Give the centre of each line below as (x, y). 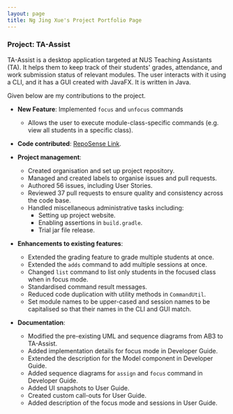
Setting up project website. (77, 215)
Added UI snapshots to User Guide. (78, 387)
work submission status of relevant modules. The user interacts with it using (117, 75)
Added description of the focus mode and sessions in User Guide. (122, 403)
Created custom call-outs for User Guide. (87, 395)
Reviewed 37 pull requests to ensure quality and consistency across (125, 193)
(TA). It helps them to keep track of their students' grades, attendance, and (115, 67)
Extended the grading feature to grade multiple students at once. (121, 257)
